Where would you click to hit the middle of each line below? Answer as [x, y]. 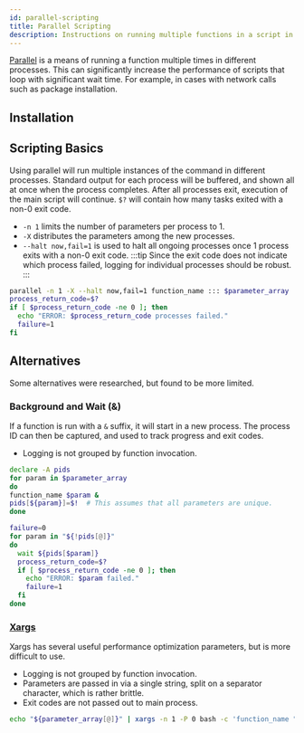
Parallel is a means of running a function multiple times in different [133, 61]
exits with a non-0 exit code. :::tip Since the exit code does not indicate [155, 255]
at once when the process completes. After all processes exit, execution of [149, 189]
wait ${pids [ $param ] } [58, 553]
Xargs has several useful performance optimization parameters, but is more [150, 647]
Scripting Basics [57, 149]
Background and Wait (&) [66, 406]
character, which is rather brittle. [83, 693]
